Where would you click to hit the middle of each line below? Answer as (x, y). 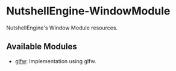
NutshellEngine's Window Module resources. (62, 28)
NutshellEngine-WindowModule (88, 11)
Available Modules (42, 47)
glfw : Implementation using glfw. (55, 61)
